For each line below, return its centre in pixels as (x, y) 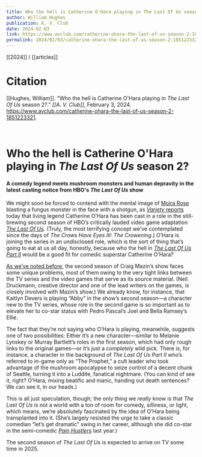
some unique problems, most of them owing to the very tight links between (99, 273)
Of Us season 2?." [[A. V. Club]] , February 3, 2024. (69, 104)
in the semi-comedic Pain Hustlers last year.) (62, 431)
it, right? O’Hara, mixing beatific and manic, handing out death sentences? (98, 380)
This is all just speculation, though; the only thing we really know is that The (100, 398)
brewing (17, 222)
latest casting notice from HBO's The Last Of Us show (75, 190)
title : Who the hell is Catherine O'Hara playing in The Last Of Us (94, 12)
